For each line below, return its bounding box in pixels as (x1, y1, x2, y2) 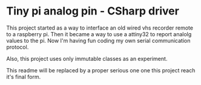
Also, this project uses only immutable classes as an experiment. (6, 55, 168, 62)
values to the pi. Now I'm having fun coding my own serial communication (6, 37, 191, 44)
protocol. (6, 43, 29, 51)
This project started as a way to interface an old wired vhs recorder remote (6, 24, 194, 31)
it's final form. (6, 73, 41, 80)
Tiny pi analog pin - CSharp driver (6, 4, 180, 18)
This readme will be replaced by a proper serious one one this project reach (6, 66, 196, 74)
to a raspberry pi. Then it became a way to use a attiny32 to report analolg (6, 30, 192, 37)
